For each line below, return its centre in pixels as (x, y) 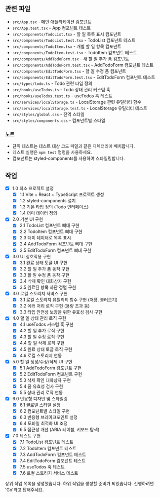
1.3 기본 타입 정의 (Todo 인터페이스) (54, 207)
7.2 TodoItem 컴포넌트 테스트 (48, 448)
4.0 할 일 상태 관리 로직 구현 (39, 318)
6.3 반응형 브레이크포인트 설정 (49, 417)
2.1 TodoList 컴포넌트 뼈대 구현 (50, 226)
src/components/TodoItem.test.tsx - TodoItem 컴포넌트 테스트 (75, 52)
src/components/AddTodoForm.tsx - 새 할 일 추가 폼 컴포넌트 (71, 59)
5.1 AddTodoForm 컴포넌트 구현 (51, 368)
